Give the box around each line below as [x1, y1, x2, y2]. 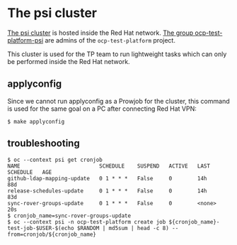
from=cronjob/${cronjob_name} [7, 231, 97, 238]
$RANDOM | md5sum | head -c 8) [76, 224, 170, 232]
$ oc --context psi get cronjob [7, 156, 103, 163]
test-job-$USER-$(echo [7, 224, 74, 232]
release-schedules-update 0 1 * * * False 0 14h [7, 187, 207, 195]
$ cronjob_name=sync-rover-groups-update [7, 212, 132, 219]
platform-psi [7, 36, 44, 44]
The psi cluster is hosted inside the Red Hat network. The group [7, 28, 194, 37]
